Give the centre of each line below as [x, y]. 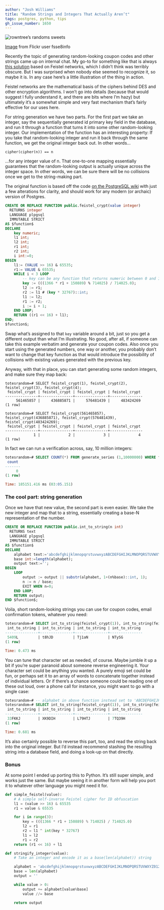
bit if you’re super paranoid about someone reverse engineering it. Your [77, 665]
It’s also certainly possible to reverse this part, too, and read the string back [81, 741]
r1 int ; [21, 247]
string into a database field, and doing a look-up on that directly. [70, 752]
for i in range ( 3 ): [34, 817]
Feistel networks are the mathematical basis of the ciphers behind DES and [81, 87]
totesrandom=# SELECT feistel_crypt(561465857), [55, 413]
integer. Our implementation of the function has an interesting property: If [79, 132]
